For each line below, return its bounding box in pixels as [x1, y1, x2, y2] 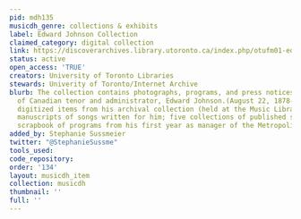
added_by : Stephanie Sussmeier [9, 130, 126, 139]
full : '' [9, 196, 42, 206]
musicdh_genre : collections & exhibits [9, 21, 159, 30]
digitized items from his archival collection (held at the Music [17, 105, 271, 114]
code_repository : [9, 154, 74, 164]
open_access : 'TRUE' [9, 63, 87, 72]
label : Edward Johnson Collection [9, 29, 139, 38]
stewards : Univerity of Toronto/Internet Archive [9, 80, 199, 88]
